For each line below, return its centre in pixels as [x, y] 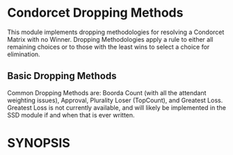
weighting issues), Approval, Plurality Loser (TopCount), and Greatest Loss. [115, 100]
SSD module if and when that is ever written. [71, 115]
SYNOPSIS [39, 143]
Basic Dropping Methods [62, 76]
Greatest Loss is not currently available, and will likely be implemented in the [116, 107]
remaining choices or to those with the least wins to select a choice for [109, 47]
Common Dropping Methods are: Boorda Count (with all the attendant [107, 92]
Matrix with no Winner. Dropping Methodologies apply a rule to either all [110, 39]
